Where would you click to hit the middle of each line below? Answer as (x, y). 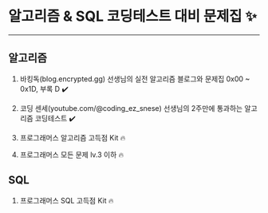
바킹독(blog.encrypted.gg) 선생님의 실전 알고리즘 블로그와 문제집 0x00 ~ (135, 79)
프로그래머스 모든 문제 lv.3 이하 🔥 (72, 154)
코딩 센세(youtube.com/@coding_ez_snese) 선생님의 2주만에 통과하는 (131, 108)
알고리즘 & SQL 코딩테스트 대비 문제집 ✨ (133, 16)
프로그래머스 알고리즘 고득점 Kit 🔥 (73, 137)
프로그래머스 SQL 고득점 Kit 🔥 (67, 200)
